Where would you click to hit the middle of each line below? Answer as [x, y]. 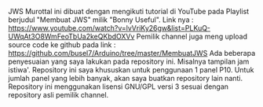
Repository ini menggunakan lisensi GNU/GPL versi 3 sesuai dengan [119, 87]
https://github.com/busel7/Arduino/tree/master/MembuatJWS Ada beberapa [132, 53]
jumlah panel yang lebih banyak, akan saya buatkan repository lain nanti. [126, 78]
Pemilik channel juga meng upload [192, 36]
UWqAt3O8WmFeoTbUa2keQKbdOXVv [71, 36]
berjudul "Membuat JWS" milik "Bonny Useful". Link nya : [101, 20]
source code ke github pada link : [62, 45]
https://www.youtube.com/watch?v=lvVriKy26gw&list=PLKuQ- [109, 28]
